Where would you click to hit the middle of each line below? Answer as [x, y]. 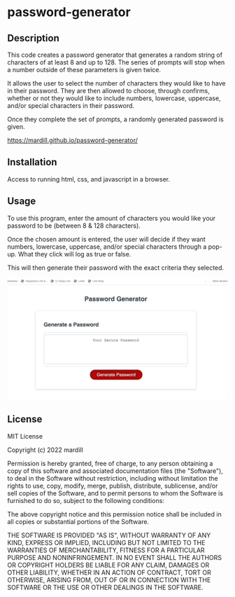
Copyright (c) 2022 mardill [45, 450]
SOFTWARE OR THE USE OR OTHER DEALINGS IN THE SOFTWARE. [105, 587]
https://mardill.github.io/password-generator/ [73, 140]
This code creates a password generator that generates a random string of [115, 55]
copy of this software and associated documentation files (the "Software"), [115, 471]
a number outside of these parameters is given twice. [84, 70]
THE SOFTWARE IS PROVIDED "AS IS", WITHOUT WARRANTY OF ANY [109, 535]
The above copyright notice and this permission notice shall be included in [114, 514]
